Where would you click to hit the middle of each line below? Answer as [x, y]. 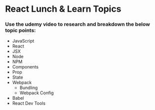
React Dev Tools [29, 103]
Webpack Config [37, 93]
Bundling [29, 88]
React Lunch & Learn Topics [63, 9]
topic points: [20, 30]
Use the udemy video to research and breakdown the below [77, 24]
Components [25, 67]
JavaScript [23, 41]
